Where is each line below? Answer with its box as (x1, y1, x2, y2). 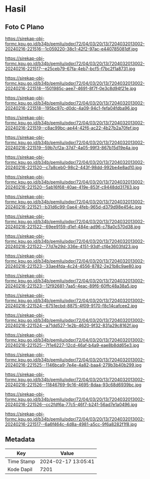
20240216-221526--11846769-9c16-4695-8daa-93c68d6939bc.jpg (5, 382, 142, 388)
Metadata (5, 435, 35, 444)
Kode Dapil (7, 466, 33, 473)
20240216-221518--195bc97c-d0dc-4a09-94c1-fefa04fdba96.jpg (5, 106, 137, 111)
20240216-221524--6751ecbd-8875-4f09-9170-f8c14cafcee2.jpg (5, 303, 137, 308)
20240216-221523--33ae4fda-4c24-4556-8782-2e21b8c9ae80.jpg (5, 264, 142, 269)
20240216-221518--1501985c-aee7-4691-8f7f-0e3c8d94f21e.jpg (5, 86, 136, 91)
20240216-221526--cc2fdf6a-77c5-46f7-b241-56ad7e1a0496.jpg (5, 402, 137, 407)
